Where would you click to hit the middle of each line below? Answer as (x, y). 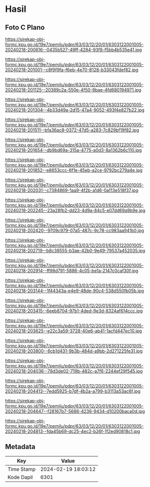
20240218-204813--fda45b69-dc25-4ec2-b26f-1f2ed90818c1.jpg (73, 431)
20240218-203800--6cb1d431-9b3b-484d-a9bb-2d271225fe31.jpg (74, 351)
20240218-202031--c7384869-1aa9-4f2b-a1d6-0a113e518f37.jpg (72, 190)
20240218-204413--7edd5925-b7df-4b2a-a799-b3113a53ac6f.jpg (73, 391)
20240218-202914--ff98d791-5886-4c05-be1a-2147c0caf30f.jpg (72, 271)
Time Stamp (22, 469)
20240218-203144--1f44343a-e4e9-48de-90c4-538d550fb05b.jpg (75, 291)
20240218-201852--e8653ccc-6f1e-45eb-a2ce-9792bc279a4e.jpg (74, 170)
